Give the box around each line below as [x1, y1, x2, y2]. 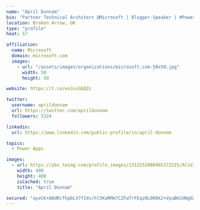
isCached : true [17, 178, 55, 185]
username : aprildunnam [11, 102, 68, 108]
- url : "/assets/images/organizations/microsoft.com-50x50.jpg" [17, 64, 180, 70]
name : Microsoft [11, 47, 52, 54]
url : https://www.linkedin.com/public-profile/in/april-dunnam [11, 129, 171, 135]
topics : [6, 140, 26, 146]
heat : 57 [6, 31, 28, 37]
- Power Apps [11, 146, 44, 152]
